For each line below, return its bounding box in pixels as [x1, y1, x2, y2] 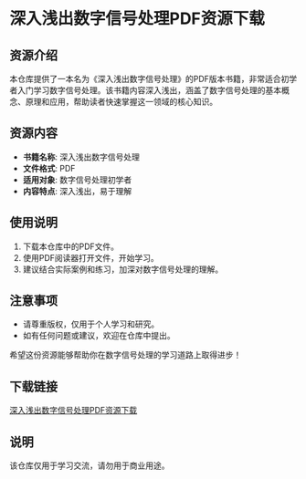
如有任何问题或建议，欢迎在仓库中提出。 [22, 330, 175, 341]
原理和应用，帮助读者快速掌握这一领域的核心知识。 [25, 97, 217, 107]
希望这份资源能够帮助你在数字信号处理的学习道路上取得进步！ [9, 349, 242, 360]
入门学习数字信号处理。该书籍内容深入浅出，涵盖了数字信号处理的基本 [16, 85, 281, 96]
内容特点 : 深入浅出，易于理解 [22, 185, 132, 196]
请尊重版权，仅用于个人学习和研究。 [22, 318, 160, 329]
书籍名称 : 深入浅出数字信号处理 [22, 151, 140, 162]
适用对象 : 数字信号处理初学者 [22, 174, 132, 185]
